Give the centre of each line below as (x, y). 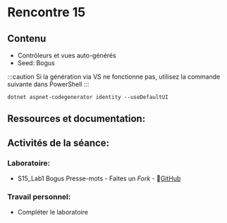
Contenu (27, 39)
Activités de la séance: (59, 143)
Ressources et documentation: (76, 119)
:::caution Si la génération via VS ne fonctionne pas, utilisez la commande (114, 76)
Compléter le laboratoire (53, 212)
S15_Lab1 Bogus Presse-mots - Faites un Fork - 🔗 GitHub (99, 178)
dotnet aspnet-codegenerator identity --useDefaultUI (88, 97)
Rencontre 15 (47, 12)
